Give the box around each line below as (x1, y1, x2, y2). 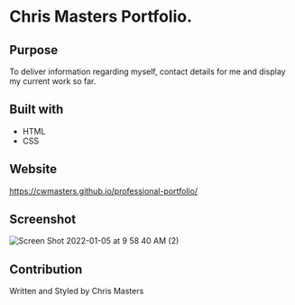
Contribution (9, 262, 83, 277)
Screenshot (9, 212, 77, 227)
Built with (9, 102, 64, 117)
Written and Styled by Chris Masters (9, 286, 144, 297)
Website (9, 162, 57, 177)
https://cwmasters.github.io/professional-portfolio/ (9, 185, 198, 196)
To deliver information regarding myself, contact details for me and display (9, 66, 286, 77)
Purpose (9, 42, 59, 58)
